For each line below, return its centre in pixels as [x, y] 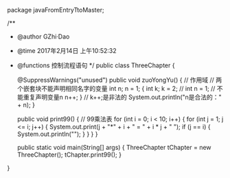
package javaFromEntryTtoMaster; [56, 10]
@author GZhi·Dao [43, 36]
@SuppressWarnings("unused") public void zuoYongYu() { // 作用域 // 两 [119, 80]
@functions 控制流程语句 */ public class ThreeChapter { [96, 65]
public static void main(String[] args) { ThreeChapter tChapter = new [114, 147]
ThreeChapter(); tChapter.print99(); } [69, 155]
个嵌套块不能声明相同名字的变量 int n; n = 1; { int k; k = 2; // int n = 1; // [116, 88]
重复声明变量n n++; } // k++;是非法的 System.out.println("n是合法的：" [122, 97]
